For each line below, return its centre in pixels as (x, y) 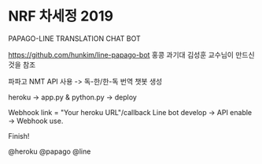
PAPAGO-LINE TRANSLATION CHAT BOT (74, 38)
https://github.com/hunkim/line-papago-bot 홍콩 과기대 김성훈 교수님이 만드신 (131, 54)
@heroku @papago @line (50, 151)
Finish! (19, 136)
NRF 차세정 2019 (61, 16)
